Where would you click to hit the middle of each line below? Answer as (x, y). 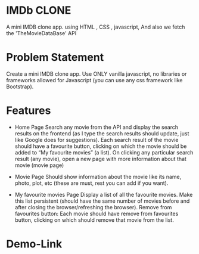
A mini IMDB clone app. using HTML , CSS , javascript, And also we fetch (96, 27)
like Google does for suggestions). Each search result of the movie (97, 140)
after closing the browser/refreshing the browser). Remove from (93, 207)
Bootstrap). (20, 86)
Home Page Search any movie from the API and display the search (97, 127)
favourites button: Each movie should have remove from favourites (97, 213)
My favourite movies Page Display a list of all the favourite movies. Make (104, 194)
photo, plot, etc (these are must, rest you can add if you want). (91, 183)
